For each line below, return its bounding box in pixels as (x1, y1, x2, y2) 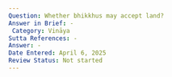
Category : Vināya (11, 26, 70, 34)
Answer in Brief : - (8, 19, 74, 27)
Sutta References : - (8, 34, 78, 43)
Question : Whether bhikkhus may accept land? (8, 11, 164, 20)
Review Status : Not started (8, 57, 103, 65)
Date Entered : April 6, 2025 (8, 49, 107, 57)
